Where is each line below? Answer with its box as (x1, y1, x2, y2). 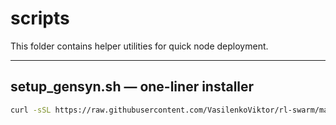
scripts (10, 7, 70, 30)
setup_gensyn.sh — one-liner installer (10, 78, 255, 96)
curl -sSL (10, 105, 52, 115)
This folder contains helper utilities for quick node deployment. (10, 40, 269, 52)
